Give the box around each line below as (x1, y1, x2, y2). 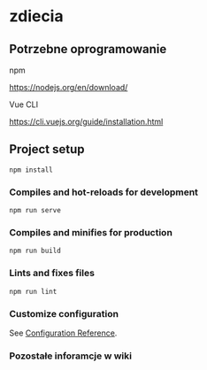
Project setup (9, 142, 86, 157)
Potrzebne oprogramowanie (9, 42, 167, 57)
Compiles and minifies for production (9, 227, 172, 239)
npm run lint (9, 287, 57, 296)
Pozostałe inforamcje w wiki (9, 350, 133, 362)
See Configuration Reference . (9, 328, 118, 338)
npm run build (9, 246, 62, 256)
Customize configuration (9, 307, 119, 320)
